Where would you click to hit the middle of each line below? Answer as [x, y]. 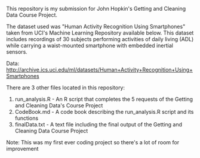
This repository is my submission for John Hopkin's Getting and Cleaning [96, 9]
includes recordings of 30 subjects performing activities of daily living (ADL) [100, 39]
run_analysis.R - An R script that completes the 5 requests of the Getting [104, 99]
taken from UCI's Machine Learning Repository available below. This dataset [100, 33]
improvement [22, 149]
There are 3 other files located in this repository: [66, 88]
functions [27, 118]
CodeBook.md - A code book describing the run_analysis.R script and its [104, 112]
